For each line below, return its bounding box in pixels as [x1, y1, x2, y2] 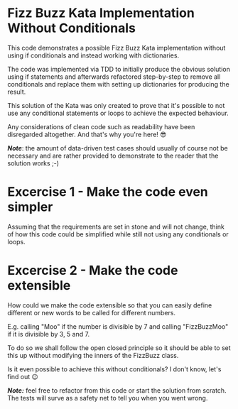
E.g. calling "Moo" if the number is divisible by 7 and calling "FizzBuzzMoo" [7, 322, 229, 331]
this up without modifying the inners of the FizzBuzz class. [7, 351, 179, 359]
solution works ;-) [7, 158, 59, 168]
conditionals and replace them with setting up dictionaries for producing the [7, 80, 229, 88]
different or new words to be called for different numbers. [7, 308, 176, 317]
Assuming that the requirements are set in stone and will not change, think [7, 222, 225, 231]
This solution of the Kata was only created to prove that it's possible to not [7, 101, 225, 109]
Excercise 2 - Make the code [7, 263, 178, 278]
